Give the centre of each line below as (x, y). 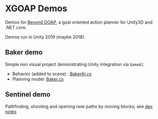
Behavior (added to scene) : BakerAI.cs (52, 74)
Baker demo (24, 52)
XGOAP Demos (36, 9)
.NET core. (16, 27)
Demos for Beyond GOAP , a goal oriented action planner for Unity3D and (79, 22)
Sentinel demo (28, 95)
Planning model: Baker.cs (38, 79)
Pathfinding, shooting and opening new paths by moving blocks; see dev (79, 106)
